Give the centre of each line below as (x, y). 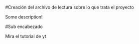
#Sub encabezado (24, 26)
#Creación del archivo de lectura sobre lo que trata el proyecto (70, 7)
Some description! (24, 17)
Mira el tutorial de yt (26, 36)
